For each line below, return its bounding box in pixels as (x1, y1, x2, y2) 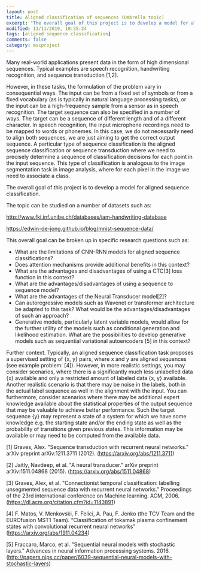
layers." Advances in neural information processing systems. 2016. (6, 547, 170, 554)
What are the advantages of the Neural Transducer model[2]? (14, 292, 167, 300)
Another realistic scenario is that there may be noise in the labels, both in (6, 381, 186, 388)
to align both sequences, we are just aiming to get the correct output (6, 134, 175, 141)
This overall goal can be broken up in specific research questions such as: (6, 236, 190, 243)
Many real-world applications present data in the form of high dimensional (6, 58, 189, 66)
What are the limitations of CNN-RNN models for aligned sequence (14, 248, 181, 255)
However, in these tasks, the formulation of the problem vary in (6, 83, 162, 90)
